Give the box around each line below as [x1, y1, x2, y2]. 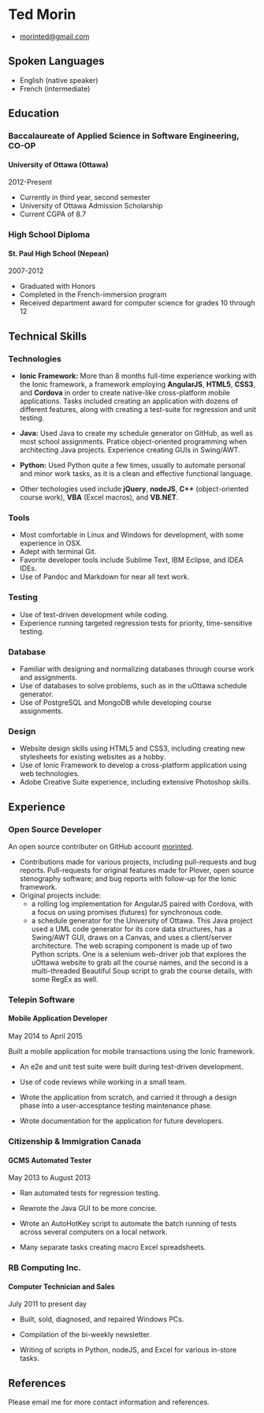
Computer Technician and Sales [8, 1281, 116, 1291]
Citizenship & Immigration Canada [8, 1136, 142, 1146]
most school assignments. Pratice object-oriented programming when [19, 437, 247, 447]
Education [8, 107, 60, 120]
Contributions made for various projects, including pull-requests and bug [19, 856, 257, 866]
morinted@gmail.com [19, 32, 90, 41]
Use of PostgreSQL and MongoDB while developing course [19, 697, 212, 707]
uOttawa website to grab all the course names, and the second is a [31, 958, 248, 967]
